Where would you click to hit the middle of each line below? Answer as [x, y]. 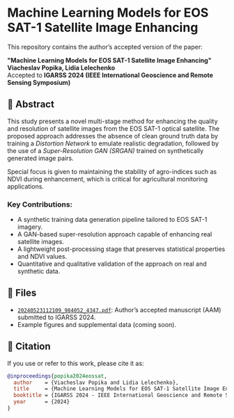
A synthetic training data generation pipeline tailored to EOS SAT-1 [112, 220]
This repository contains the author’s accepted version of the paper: [105, 47]
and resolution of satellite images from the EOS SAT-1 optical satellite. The [114, 128]
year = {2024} [42, 402]
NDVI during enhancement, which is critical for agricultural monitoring [108, 179]
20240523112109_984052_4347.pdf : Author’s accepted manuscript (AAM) [119, 310]
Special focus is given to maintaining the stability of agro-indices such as [112, 171]
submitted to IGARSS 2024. [56, 317]
